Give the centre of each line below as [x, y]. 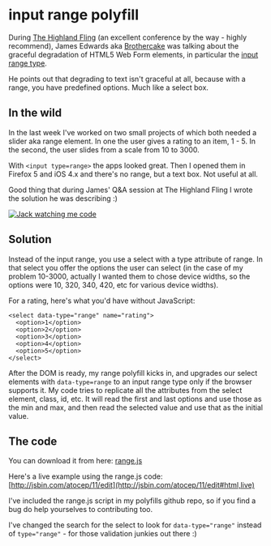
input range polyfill [74, 15]
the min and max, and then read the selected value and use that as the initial [136, 407]
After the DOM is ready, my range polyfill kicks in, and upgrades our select [133, 373]
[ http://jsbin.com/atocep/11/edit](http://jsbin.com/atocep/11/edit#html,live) [132, 485]
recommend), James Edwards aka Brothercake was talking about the [124, 45]
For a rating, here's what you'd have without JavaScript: [102, 301]
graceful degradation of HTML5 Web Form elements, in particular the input [133, 54]
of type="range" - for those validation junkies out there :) [103, 534]
